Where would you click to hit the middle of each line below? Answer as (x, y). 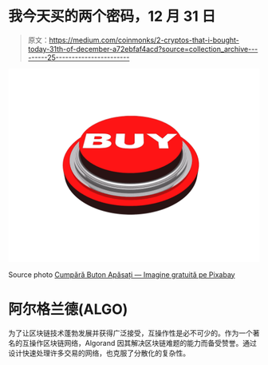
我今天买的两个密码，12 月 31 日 (112, 16)
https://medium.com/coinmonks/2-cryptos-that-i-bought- (144, 40)
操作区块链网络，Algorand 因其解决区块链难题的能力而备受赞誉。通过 (143, 343)
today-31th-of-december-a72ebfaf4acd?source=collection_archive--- (143, 49)
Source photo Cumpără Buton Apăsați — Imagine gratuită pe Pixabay (122, 274)
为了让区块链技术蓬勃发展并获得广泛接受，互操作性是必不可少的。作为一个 (130, 333)
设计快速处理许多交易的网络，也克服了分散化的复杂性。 (99, 353)
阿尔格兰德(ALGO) (68, 309)
